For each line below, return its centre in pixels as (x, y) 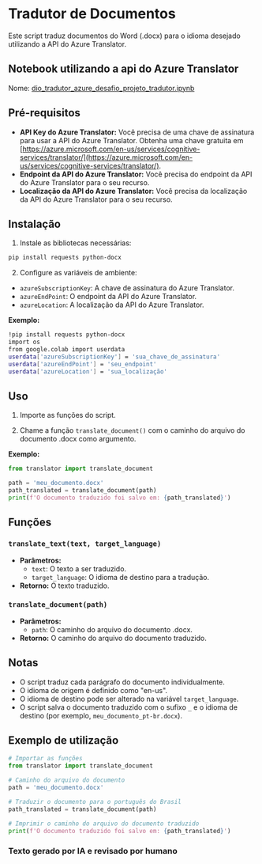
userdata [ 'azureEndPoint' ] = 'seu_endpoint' (82, 364)
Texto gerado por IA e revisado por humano (93, 851)
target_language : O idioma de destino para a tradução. (120, 577)
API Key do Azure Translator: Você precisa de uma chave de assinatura (137, 132)
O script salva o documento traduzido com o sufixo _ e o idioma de (129, 707)
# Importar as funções (45, 759)
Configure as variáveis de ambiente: (78, 273)
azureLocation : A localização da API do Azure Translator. (112, 305)
